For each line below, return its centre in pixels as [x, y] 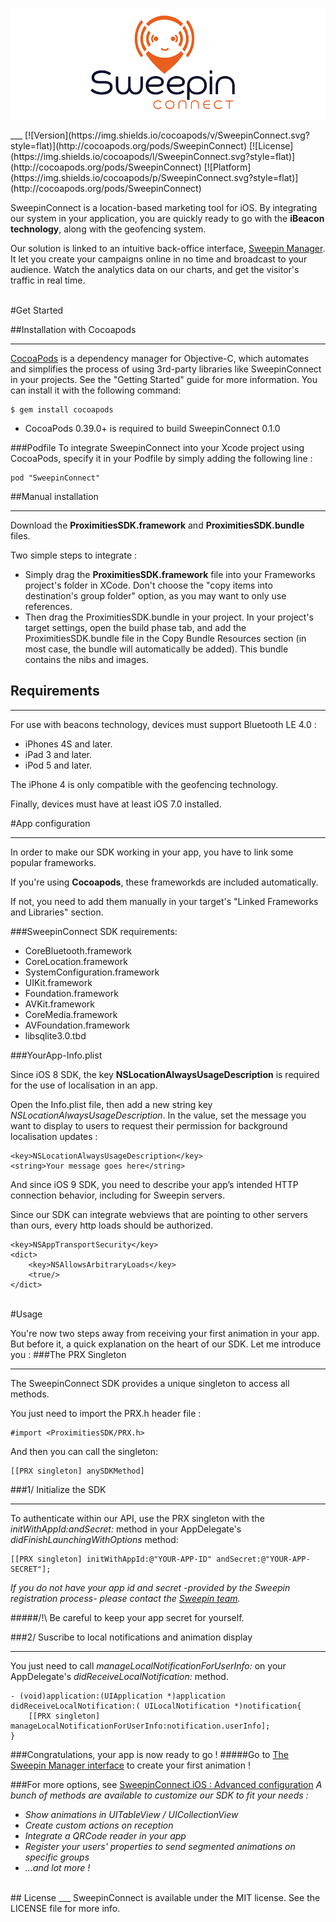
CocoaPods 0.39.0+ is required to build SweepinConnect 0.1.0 [152, 428]
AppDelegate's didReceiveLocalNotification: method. [119, 1676]
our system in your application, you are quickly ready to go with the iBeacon [167, 218]
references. [48, 606]
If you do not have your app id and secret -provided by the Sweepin [150, 1587]
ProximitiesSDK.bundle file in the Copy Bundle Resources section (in [165, 638]
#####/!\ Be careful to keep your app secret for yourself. [127, 1617]
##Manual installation [54, 496]
